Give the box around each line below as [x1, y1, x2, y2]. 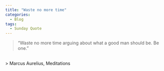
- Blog [10, 17, 24, 22]
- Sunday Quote [10, 26, 42, 31]
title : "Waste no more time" [5, 7, 67, 13]
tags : [5, 21, 17, 27]
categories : [5, 12, 30, 17]
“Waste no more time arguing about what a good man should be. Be [17, 40, 159, 46]
